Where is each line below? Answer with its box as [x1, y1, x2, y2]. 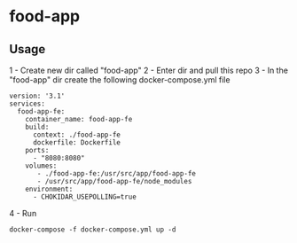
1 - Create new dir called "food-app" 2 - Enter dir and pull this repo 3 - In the [9, 65, 288, 75]
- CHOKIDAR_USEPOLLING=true [32, 192, 137, 201]
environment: [25, 184, 74, 193]
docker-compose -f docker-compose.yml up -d [9, 225, 176, 234]
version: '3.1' [9, 91, 66, 100]
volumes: [25, 161, 58, 170]
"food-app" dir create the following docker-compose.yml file [9, 74, 231, 85]
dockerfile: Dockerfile [32, 138, 121, 147]
